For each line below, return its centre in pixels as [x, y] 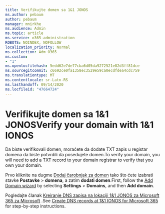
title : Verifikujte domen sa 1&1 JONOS [47, 10]
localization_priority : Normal [38, 47]
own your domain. [24, 165]
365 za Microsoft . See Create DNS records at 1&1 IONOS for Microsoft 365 [82, 201]
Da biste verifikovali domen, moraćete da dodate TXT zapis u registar [76, 149]
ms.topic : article [24, 33]
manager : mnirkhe [23, 24]
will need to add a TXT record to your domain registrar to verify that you [79, 160]
